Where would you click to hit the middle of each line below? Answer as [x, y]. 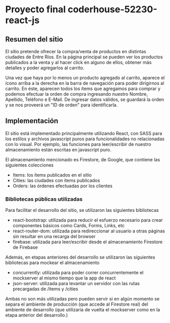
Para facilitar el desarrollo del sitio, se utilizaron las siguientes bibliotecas [82, 210]
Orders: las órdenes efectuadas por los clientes [63, 186]
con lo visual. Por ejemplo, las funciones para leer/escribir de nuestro [78, 144]
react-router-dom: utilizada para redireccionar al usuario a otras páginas [89, 231]
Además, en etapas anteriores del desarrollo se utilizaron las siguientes [80, 257]
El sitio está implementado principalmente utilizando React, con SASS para [84, 133]
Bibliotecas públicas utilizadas [44, 199]
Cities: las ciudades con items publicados [56, 180]
